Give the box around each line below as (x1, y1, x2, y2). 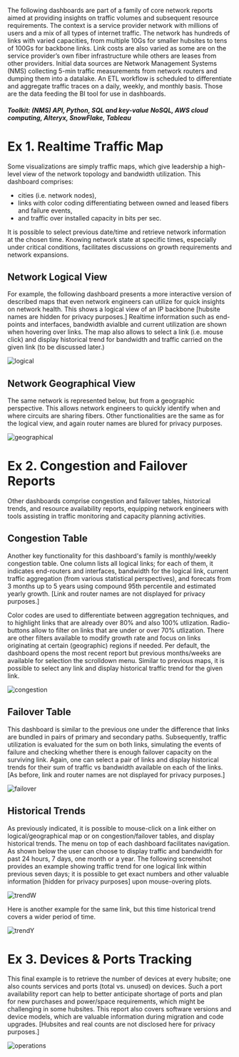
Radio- (210, 618, 230, 627)
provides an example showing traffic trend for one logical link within (7, 861, 207, 870)
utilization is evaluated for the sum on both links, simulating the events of (7, 740, 222, 749)
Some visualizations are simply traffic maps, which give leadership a (7, 162, 208, 171)
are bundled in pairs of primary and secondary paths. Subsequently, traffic (7, 732, 227, 741)
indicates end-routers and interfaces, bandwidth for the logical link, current (7, 567, 229, 575)
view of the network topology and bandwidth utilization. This (22, 169, 201, 178)
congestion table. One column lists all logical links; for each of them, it (7, 559, 213, 567)
